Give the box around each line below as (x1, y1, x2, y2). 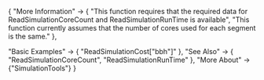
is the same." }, (8, 31, 57, 41)
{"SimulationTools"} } (8, 64, 77, 73)
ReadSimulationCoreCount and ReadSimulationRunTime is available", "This (8, 15, 250, 24)
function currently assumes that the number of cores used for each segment (8, 24, 256, 32)
